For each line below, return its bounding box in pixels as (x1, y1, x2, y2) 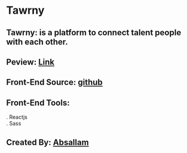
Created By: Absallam (6, 137, 89, 147)
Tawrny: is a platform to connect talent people (6, 27, 182, 38)
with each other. (6, 36, 69, 47)
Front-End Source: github (6, 77, 103, 87)
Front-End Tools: (6, 97, 70, 108)
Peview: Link (6, 57, 55, 67)
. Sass (6, 120, 22, 127)
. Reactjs (6, 114, 28, 121)
